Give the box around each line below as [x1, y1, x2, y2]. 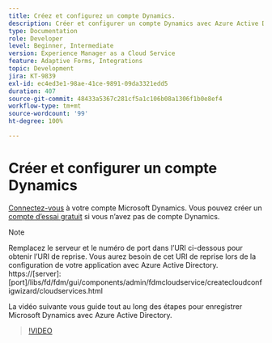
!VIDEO [28, 325, 53, 336]
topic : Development [8, 65, 74, 73]
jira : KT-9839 [8, 72, 57, 80]
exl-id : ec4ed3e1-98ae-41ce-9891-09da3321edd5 [8, 79, 168, 87]
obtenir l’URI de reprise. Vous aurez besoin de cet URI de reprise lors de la [8, 252, 257, 261]
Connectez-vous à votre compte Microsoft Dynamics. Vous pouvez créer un [8, 203, 262, 213]
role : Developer [8, 34, 63, 43]
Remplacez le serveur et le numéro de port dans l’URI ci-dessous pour [8, 243, 243, 252]
